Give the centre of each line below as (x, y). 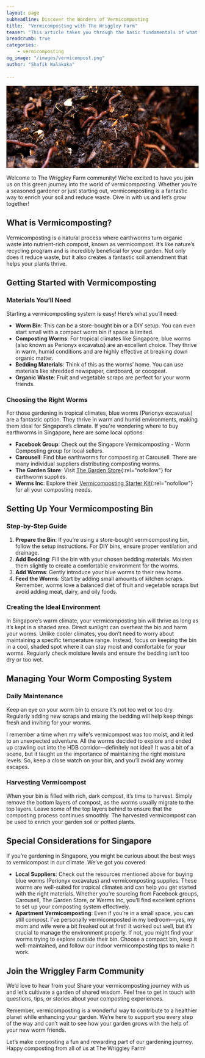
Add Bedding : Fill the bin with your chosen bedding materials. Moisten (104, 559)
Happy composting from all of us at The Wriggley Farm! (76, 1048)
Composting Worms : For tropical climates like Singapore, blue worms (103, 338)
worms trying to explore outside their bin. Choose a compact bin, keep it (106, 939)
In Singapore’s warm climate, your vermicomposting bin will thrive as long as (103, 621)
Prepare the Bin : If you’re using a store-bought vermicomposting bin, (102, 539)
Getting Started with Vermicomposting (81, 283)
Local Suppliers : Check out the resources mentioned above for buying (104, 874)
